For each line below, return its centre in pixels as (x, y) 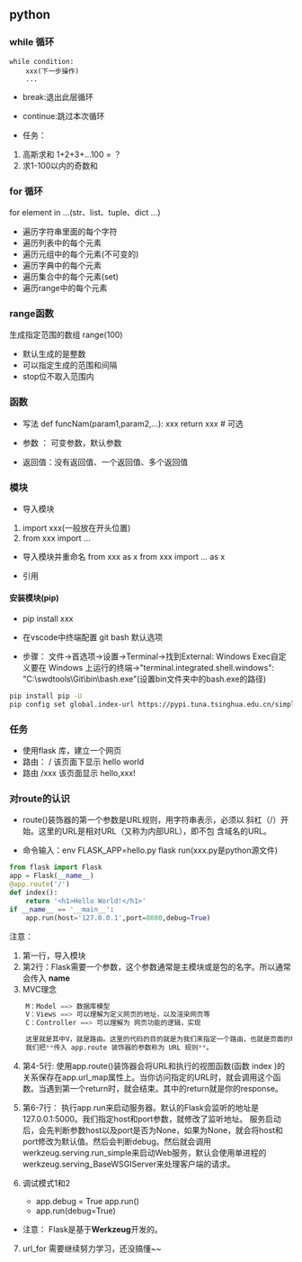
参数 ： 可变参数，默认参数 (72, 443)
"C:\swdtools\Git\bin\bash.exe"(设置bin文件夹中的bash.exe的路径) (144, 679)
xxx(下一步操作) (52, 71)
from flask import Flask (56, 868)
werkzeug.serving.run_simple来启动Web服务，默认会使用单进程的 (144, 1152)
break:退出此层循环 (58, 96)
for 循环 (26, 191)
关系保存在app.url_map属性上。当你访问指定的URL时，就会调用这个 (147, 1077)
